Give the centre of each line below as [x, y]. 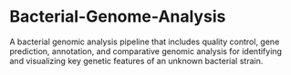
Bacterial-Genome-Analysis [118, 17]
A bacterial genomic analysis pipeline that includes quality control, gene [145, 42]
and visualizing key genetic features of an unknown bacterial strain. [136, 61]
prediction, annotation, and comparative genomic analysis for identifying [146, 51]
